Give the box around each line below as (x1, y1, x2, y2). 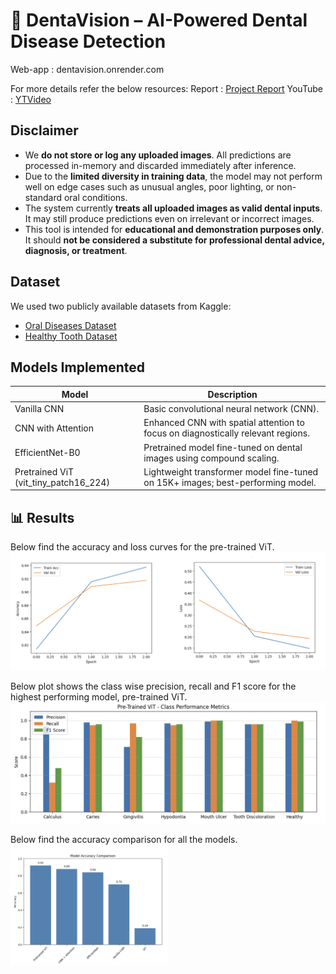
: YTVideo (10, 93, 52, 105)
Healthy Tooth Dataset (24, 330, 118, 342)
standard (24, 191, 63, 203)
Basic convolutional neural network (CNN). (143, 403, 320, 415)
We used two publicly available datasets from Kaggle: (10, 300, 232, 312)
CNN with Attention (14, 422, 95, 434)
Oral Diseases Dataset (24, 319, 117, 331)
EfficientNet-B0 (14, 447, 81, 459)
